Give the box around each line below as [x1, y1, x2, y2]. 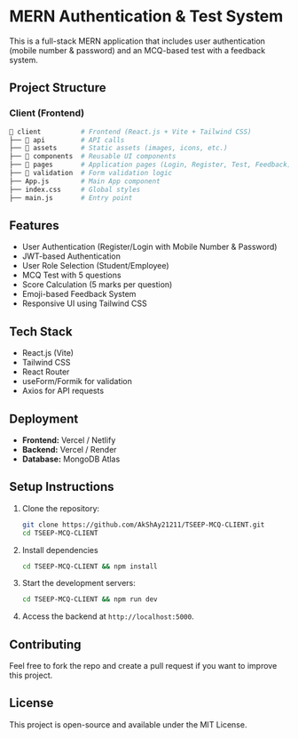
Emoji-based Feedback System [21, 289, 137, 300]
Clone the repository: [21, 502, 100, 513]
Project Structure [9, 80, 106, 95]
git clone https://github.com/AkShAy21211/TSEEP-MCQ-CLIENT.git [21, 520, 265, 529]
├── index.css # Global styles [9, 185, 141, 194]
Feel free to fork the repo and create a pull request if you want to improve [9, 661, 278, 671]
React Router [21, 366, 70, 377]
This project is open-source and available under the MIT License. [9, 719, 247, 730]
